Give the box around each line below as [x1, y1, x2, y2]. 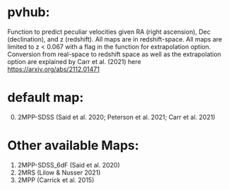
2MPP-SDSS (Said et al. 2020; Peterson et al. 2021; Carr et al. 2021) [17, 113, 216, 121]
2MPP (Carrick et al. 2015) [17, 175, 95, 184]
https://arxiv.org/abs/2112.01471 [7, 65, 100, 73]
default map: [7, 89, 84, 106]
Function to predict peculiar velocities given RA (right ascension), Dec [7, 27, 211, 36]
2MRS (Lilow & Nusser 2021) [17, 168, 101, 177]
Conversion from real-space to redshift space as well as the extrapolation [7, 50, 221, 58]
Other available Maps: [7, 138, 139, 153]
